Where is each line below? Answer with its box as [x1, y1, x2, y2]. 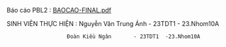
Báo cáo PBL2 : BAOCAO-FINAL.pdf [6, 6, 111, 14]
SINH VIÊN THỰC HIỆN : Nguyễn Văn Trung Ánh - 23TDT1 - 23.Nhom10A [6, 20, 220, 27]
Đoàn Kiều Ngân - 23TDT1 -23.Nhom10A [67, 33, 200, 40]
